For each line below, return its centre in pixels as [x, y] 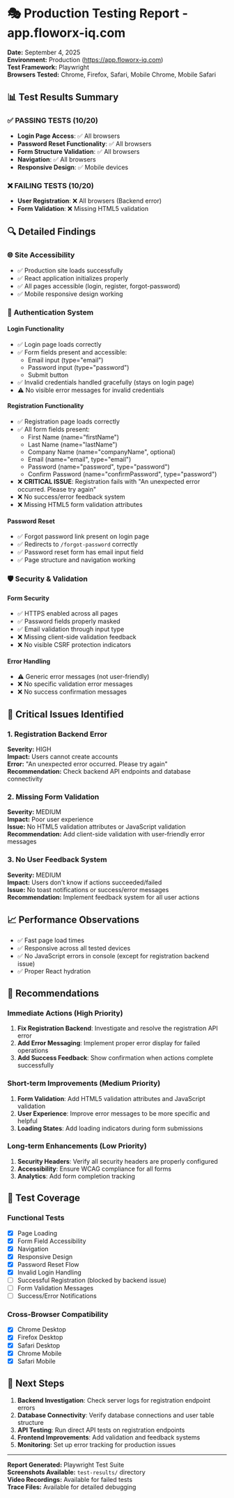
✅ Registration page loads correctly [69, 421]
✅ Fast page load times [51, 940]
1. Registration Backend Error [57, 734]
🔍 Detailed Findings [52, 232]
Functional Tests [36, 1218]
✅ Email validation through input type [71, 629]
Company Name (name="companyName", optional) [102, 452]
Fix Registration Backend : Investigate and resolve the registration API [117, 1029]
